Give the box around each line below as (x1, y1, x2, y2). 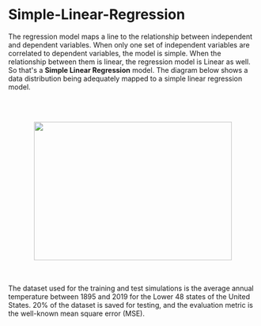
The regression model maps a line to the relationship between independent (8, 32, 253, 41)
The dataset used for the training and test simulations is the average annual (8, 283, 255, 293)
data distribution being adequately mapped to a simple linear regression (8, 74, 243, 83)
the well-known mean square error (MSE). (8, 309, 145, 318)
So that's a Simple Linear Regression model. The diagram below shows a (8, 65, 248, 74)
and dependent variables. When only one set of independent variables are (8, 40, 251, 49)
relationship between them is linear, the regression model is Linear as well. (8, 57, 251, 66)
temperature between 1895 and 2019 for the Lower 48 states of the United (8, 291, 251, 301)
